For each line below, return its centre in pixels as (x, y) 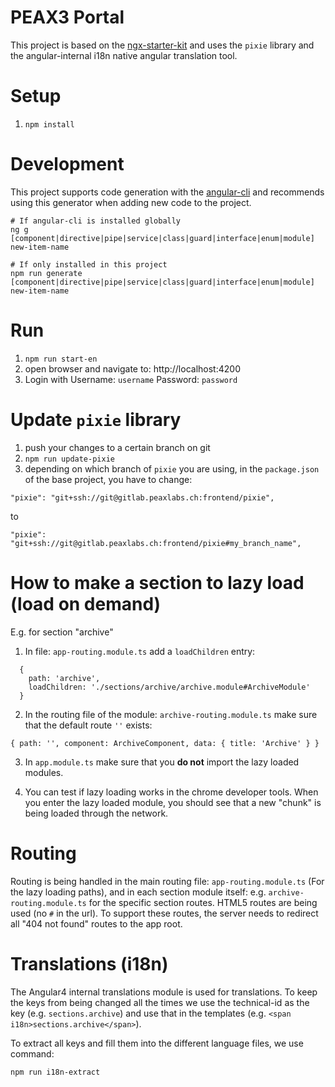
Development (67, 164)
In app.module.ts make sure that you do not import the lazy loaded (162, 762)
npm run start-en (61, 359)
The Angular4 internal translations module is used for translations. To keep (164, 992)
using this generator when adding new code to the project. (131, 202)
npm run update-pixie (69, 459)
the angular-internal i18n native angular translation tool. (124, 55)
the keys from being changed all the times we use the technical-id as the (160, 1002)
